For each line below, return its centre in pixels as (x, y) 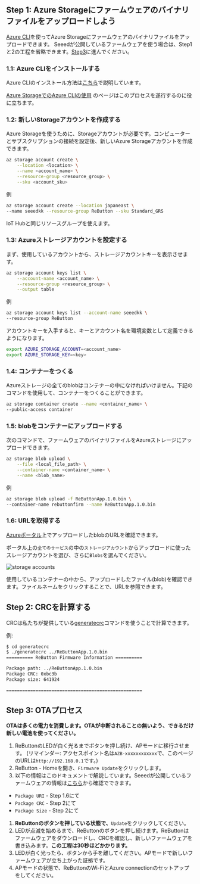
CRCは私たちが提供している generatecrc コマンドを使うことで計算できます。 (99, 622)
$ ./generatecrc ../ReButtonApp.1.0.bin (57, 652)
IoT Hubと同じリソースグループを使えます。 (60, 223)
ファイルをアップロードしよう (61, 21)
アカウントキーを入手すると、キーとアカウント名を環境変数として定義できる (100, 331)
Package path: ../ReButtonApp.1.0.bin (54, 668)
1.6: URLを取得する (33, 521)
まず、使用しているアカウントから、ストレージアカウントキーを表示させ (95, 254)
